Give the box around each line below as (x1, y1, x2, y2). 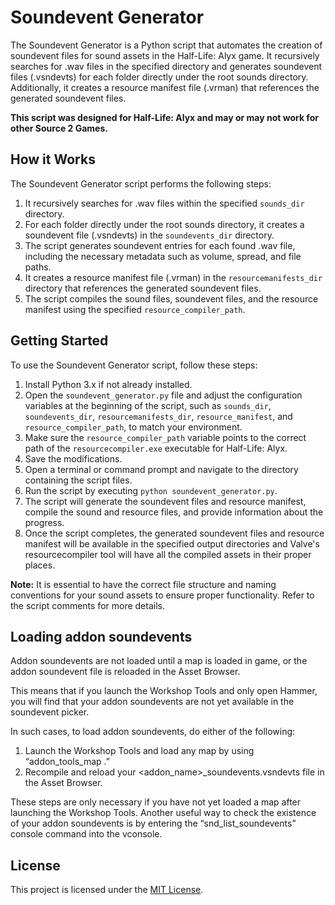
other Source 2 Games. (10, 122, 108, 134)
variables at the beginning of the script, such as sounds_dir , (24, 399, 272, 411)
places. (24, 559, 56, 571)
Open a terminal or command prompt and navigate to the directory (24, 463, 299, 475)
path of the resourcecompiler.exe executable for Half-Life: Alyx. (24, 442, 288, 454)
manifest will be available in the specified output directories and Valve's (24, 537, 320, 550)
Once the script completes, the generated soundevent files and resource (24, 527, 325, 539)
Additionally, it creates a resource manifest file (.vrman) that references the (10, 81, 320, 93)
